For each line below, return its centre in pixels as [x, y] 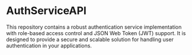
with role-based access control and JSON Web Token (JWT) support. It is [96, 33]
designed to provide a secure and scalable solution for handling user [90, 39]
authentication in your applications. [49, 46]
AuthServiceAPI [47, 11]
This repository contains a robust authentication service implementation [94, 27]
